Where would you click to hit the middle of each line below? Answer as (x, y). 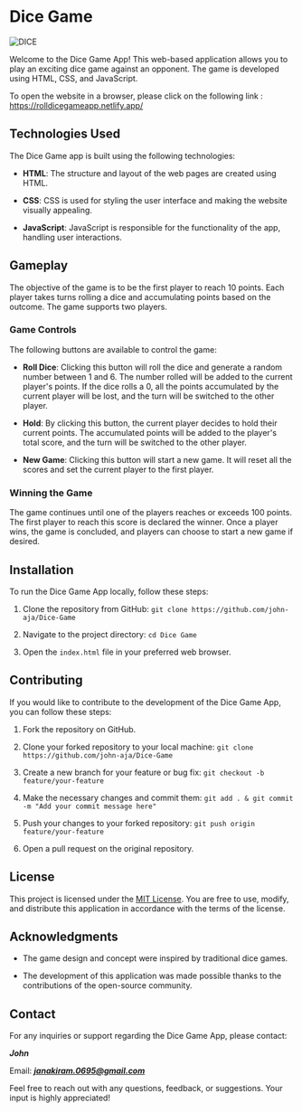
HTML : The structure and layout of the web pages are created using (150, 173)
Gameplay (39, 265)
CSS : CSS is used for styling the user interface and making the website (155, 200)
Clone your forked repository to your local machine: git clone (138, 747)
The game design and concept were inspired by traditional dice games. (155, 958)
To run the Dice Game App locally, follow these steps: (109, 591)
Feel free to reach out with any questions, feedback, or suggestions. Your (146, 1088)
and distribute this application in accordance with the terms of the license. (147, 908)
